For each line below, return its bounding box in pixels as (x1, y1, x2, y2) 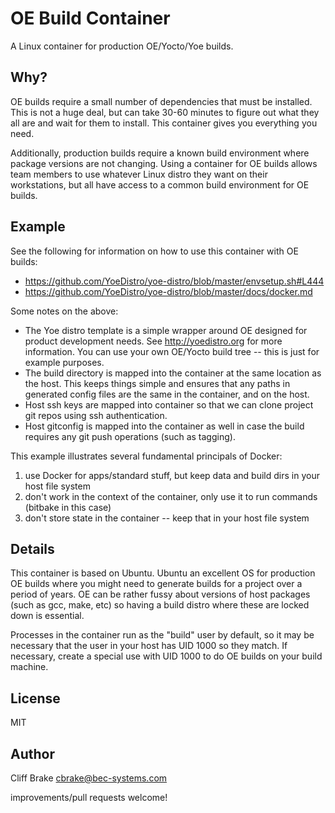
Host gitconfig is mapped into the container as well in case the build (24, 420, 305, 432)
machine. (10, 661, 49, 673)
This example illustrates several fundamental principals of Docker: (10, 450, 283, 462)
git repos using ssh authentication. (24, 409, 168, 421)
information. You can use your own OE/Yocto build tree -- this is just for (24, 345, 320, 357)
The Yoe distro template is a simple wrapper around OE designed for (24, 324, 308, 336)
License (10, 690, 61, 707)
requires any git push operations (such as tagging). (24, 430, 236, 442)
